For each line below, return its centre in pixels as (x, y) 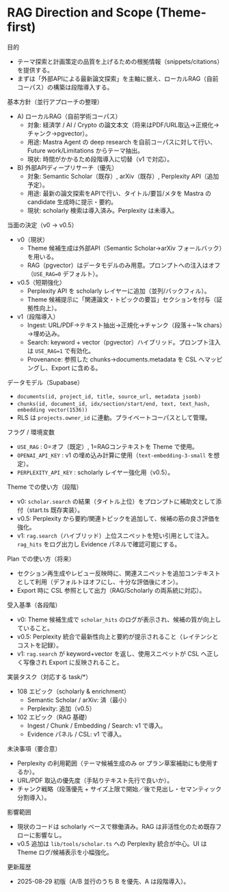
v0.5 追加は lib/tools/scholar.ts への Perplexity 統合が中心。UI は (112, 843)
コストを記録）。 (40, 645)
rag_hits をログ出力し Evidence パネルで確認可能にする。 (99, 544)
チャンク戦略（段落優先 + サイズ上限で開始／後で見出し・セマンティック (119, 789)
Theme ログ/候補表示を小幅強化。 (65, 852)
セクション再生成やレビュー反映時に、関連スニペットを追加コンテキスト (119, 573)
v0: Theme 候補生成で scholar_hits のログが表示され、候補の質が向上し (119, 619)
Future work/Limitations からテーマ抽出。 (85, 150)
